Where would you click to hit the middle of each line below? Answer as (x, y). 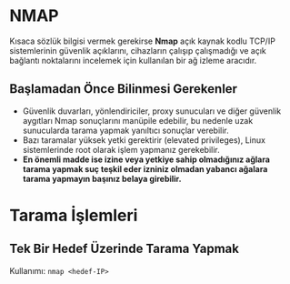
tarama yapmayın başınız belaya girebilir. (102, 178)
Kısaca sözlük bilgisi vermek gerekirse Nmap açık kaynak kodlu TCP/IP (142, 41)
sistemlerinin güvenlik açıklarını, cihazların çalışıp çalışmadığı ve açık (138, 50)
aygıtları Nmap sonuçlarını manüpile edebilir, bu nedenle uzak (138, 120)
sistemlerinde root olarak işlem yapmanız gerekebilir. (121, 149)
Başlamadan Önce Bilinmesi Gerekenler (124, 89)
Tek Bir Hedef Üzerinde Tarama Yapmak (124, 249)
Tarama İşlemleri (74, 215)
